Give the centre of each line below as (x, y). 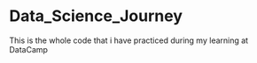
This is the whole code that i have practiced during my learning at (129, 40)
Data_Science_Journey (96, 16)
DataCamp (29, 49)
